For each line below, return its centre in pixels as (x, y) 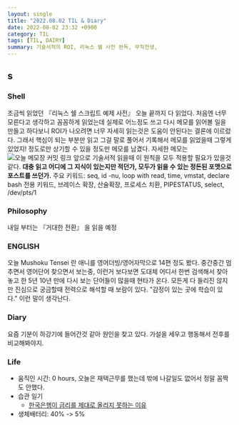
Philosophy (27, 211)
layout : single (30, 14)
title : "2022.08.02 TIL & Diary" (57, 21)
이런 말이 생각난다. (45, 299)
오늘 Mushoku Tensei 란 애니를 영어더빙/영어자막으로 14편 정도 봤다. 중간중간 (116, 263)
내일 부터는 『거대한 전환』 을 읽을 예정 (62, 227)
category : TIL (29, 34)
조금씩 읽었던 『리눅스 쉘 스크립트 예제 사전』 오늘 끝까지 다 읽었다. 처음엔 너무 (117, 113)
